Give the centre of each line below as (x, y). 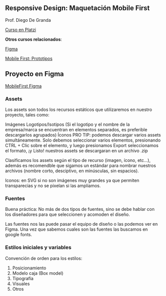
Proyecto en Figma (35, 74)
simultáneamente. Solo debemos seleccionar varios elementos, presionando (83, 140)
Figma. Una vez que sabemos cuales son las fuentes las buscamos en (77, 229)
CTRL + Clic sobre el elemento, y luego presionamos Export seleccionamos (82, 145)
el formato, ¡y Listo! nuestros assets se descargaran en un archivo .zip (77, 150)
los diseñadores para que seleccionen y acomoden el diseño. (67, 214)
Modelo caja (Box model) (38, 273)
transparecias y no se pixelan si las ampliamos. (53, 186)
